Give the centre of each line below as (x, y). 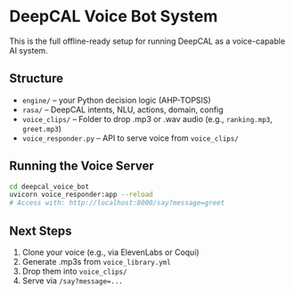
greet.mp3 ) (42, 128)
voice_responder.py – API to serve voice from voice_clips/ (130, 138)
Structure (37, 79)
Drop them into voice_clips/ (74, 271)
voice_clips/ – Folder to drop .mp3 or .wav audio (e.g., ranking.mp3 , (147, 119)
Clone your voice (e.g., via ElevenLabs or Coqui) (110, 252)
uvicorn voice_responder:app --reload (81, 195)
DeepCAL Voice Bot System (114, 16)
